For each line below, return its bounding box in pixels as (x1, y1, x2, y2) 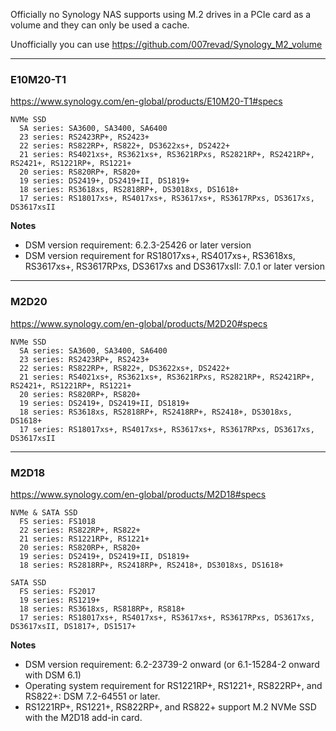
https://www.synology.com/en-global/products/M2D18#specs (10, 488, 267, 500)
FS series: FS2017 (19, 586, 97, 596)
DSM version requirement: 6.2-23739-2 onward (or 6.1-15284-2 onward (24, 658, 320, 670)
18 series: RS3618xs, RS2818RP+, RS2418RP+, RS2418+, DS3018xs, (19, 407, 293, 417)
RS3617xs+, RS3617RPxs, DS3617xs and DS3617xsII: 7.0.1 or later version (24, 260, 326, 273)
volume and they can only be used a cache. (10, 19, 190, 31)
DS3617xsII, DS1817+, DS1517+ (10, 621, 137, 631)
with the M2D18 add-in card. (24, 711, 143, 723)
